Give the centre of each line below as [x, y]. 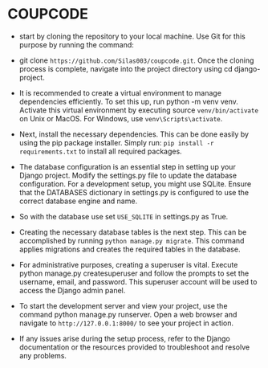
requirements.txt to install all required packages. [100, 151]
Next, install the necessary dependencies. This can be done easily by [134, 134]
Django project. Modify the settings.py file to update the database [128, 175]
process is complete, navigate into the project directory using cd [126, 68]
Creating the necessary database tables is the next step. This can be [133, 232]
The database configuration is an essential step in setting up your [127, 166]
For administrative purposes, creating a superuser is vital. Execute [128, 264]
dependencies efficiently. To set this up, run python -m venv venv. [128, 101]
